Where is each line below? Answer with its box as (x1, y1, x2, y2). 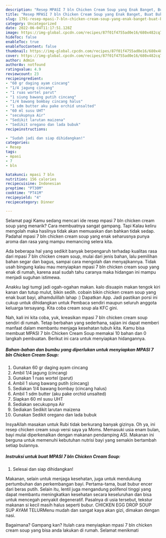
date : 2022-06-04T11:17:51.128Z (5, 26, 72, 31)
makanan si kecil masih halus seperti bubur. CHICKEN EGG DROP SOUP (5, 502, 152, 508)
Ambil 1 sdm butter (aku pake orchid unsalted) (12, 391, 106, 397)
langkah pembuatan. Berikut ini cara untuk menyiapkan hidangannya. (5, 335, 146, 341)
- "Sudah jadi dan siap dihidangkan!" (5, 135, 85, 141)
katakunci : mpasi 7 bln (5, 172, 55, 177)
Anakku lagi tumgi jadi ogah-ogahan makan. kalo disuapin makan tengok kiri (5, 284, 161, 290)
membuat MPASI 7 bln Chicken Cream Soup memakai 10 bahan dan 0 (5, 330, 147, 336)
